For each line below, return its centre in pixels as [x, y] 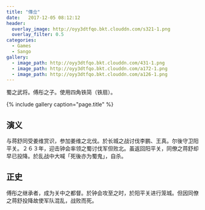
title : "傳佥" [23, 12]
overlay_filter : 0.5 [38, 35]
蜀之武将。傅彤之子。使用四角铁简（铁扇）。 [61, 93]
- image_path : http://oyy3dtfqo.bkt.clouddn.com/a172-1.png [90, 68]
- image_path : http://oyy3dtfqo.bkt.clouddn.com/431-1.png [88, 63]
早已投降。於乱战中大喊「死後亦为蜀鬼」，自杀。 [67, 156]
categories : [21, 40]
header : [16, 23]
